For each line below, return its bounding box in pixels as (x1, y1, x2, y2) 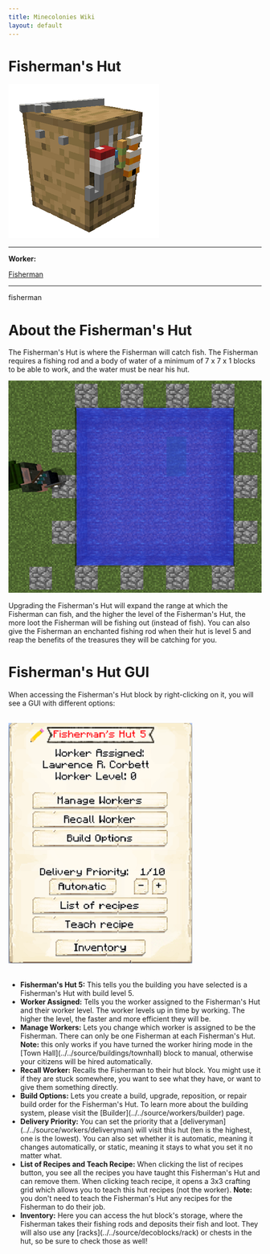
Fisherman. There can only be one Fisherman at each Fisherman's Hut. (19, 1030, 256, 1041)
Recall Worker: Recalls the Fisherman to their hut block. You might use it (19, 1065, 261, 1075)
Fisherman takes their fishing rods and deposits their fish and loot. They (19, 1219, 259, 1228)
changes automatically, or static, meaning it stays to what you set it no (19, 1142, 253, 1152)
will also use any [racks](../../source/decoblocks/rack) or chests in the (19, 1227, 252, 1237)
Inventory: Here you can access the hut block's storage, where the (19, 1211, 243, 1220)
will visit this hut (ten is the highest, (135, 1124, 252, 1134)
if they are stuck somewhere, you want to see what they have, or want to (19, 1074, 261, 1083)
